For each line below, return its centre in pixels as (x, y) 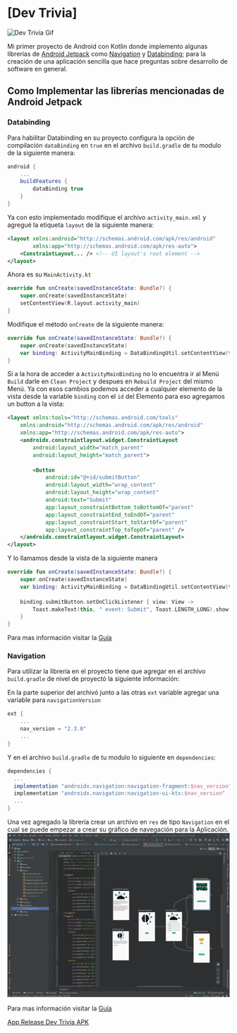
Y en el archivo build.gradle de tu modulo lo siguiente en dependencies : (112, 757)
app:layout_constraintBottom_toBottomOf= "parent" (119, 507)
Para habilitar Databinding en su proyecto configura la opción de (101, 138)
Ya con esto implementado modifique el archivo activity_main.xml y (107, 217)
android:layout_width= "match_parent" (88, 448)
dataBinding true (58, 189)
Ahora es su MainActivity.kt (49, 274)
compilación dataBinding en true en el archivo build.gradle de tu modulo (114, 145)
